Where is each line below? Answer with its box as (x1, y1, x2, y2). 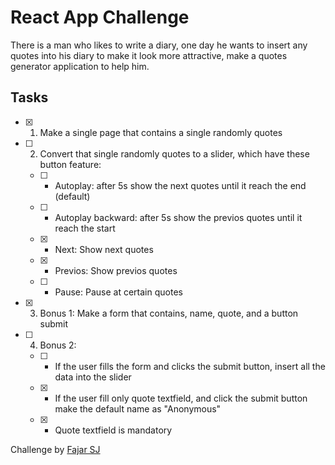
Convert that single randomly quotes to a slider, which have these (39, 147, 310, 160)
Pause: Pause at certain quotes (54, 286, 183, 298)
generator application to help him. (10, 60, 150, 72)
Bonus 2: (39, 339, 77, 351)
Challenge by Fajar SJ (10, 443, 101, 455)
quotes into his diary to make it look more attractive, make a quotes (10, 49, 288, 61)
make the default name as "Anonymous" (54, 402, 222, 415)
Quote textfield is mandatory (54, 424, 173, 436)
